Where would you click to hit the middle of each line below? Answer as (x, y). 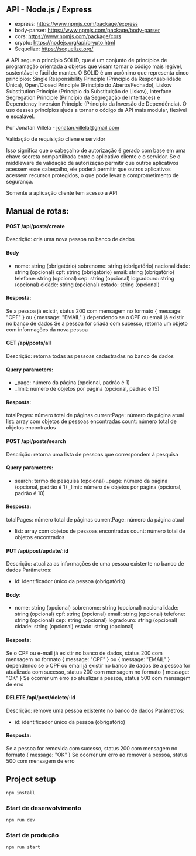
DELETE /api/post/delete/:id (41, 698)
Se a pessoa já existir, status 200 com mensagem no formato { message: (94, 311)
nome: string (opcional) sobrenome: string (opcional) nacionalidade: (97, 608)
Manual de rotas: (37, 212)
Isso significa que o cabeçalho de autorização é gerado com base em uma (96, 150)
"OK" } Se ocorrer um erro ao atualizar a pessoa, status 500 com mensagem (98, 678)
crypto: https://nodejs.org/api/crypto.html (65, 42)
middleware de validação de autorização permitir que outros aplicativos (92, 163)
